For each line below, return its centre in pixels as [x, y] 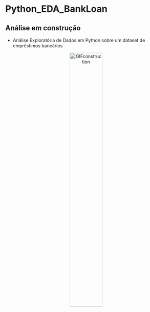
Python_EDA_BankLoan [56, 9]
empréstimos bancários [38, 46]
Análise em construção [43, 28]
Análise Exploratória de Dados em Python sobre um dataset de [79, 40]
